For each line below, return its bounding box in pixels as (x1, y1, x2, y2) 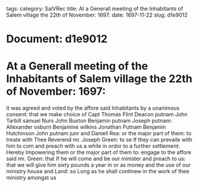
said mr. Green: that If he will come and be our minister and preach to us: (6, 155, 186, 163)
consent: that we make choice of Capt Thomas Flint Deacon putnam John (6, 111, 188, 118)
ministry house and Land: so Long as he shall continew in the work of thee (6, 168, 190, 175)
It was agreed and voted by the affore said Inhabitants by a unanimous (6, 104, 180, 112)
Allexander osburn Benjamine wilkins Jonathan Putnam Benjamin (6, 123, 166, 130)
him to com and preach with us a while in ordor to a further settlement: (6, 142, 181, 149)
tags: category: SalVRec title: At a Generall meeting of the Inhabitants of (6, 5, 184, 12)
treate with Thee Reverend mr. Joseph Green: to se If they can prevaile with (6, 136, 193, 144)
